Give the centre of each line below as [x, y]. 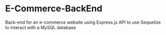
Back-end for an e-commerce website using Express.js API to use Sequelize [83, 22]
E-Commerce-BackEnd [54, 9]
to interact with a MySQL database [41, 27]
